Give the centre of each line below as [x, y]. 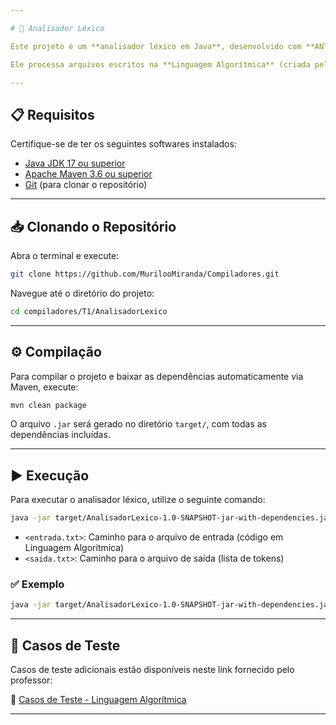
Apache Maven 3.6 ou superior [88, 174]
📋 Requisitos [52, 114]
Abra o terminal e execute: [65, 255]
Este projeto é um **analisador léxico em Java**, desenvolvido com [156, 46]
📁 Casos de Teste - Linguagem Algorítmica [98, 700]
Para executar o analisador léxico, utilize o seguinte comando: [138, 500]
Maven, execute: [44, 387]
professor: [31, 680]
